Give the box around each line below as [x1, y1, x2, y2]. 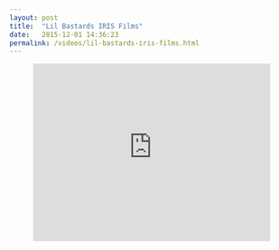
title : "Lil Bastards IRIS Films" [9, 22, 144, 31]
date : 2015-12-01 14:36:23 [9, 30, 119, 39]
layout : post [9, 13, 59, 23]
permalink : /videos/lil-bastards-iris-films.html [9, 38, 200, 48]
